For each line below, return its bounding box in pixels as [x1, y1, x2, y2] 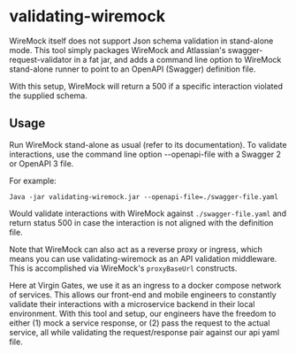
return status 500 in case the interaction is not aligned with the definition [9, 217, 274, 227]
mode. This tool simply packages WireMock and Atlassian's [9, 44, 226, 55]
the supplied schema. [9, 90, 88, 101]
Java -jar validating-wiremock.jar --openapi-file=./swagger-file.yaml [9, 192, 278, 201]
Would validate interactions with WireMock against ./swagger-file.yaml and [9, 208, 287, 219]
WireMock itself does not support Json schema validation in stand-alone [9, 35, 274, 46]
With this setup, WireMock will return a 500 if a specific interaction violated [9, 81, 283, 91]
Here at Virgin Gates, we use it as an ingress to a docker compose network [9, 280, 282, 290]
